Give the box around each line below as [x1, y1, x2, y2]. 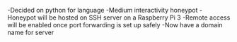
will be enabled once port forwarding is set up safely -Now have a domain [7, 21, 223, 29]
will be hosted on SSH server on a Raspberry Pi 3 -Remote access [37, 13, 231, 22]
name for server [7, 28, 54, 36]
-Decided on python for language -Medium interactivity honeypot [7, 6, 198, 14]
